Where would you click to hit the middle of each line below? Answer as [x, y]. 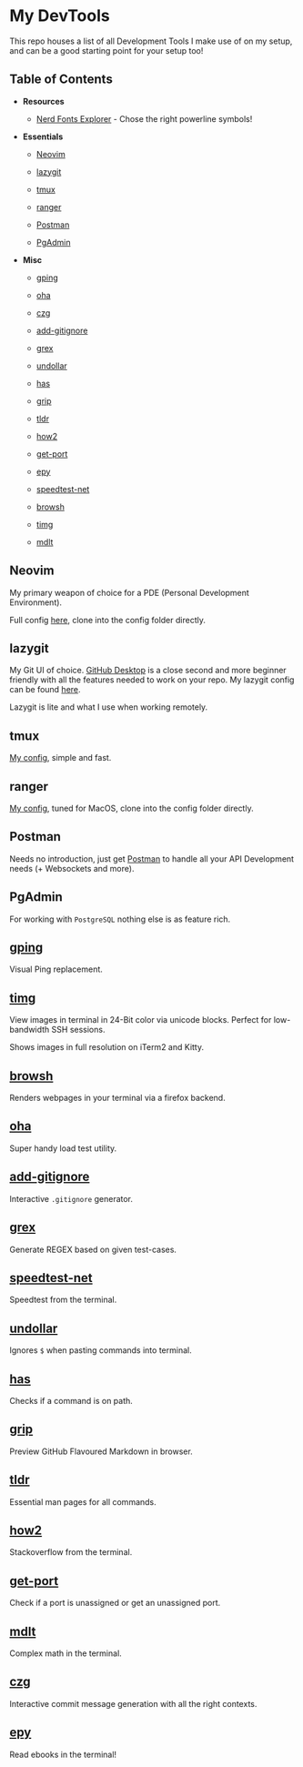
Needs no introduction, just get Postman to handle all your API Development [151, 858]
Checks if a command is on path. [71, 1400]
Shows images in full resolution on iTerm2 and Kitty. [107, 1047]
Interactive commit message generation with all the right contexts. [133, 1703]
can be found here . [45, 690]
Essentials [43, 136]
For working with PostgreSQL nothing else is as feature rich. [120, 919]
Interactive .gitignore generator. [71, 1198]
